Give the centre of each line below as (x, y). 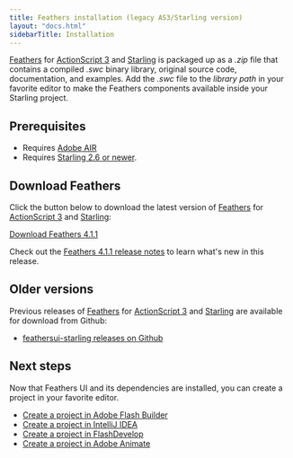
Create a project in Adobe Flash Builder (95, 415)
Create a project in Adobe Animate (86, 443)
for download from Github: (58, 321)
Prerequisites (48, 126)
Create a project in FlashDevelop (83, 434)
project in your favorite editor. (64, 397)
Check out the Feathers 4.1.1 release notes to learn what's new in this (137, 251)
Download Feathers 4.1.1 (54, 234)
